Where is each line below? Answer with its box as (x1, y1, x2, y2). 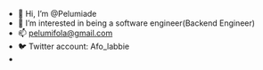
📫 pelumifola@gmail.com (17, 27, 113, 38)
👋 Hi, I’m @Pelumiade (17, 9, 97, 19)
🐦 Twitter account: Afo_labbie (17, 41, 130, 51)
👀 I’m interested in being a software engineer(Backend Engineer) (17, 18, 256, 28)
